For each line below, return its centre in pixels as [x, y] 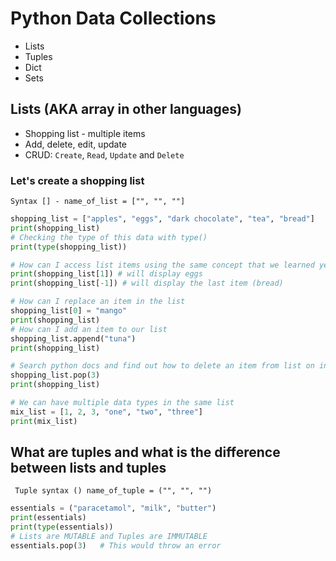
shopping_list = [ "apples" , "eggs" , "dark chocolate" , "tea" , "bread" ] [162, 219]
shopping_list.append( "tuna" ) [73, 338]
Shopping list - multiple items [85, 133]
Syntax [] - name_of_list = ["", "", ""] [98, 202]
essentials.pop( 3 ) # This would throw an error [116, 545]
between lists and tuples [88, 468]
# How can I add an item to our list [89, 329]
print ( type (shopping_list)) [69, 247]
